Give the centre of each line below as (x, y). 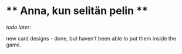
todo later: (18, 27)
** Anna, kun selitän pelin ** (77, 11)
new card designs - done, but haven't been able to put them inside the (91, 38)
